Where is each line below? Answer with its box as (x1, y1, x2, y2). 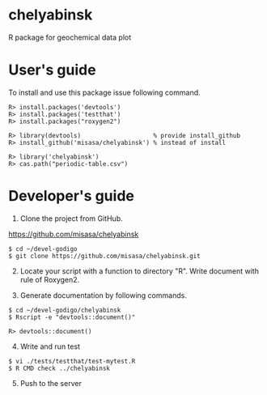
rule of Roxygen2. (19, 274, 80, 284)
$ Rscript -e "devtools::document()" (8, 313, 136, 321)
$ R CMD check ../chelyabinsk (8, 364, 111, 372)
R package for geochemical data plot (8, 32, 132, 42)
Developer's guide (8, 187, 135, 206)
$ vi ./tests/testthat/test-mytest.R (8, 357, 136, 365)
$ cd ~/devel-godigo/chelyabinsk (8, 306, 121, 314)
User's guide (8, 61, 96, 79)
